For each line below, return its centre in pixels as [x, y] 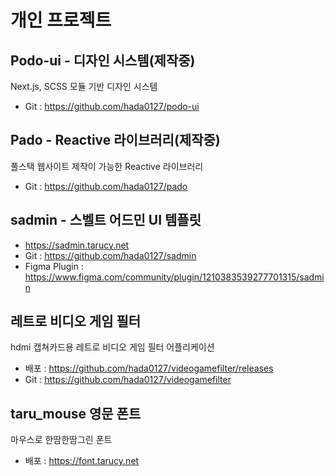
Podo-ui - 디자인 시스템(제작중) [103, 60]
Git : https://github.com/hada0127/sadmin [110, 255]
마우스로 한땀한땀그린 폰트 [61, 440]
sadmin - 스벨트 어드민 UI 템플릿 [106, 220]
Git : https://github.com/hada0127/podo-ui [112, 106]
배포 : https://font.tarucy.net [82, 461]
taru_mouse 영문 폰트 [76, 413]
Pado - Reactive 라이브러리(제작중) [115, 140]
